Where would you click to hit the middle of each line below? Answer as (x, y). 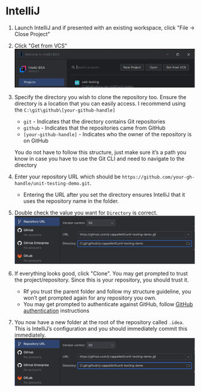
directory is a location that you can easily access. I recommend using (100, 103)
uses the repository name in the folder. (71, 201)
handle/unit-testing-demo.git (52, 183)
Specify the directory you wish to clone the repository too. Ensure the (100, 97)
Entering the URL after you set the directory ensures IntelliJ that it (104, 194)
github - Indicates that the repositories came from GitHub (94, 128)
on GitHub (36, 140)
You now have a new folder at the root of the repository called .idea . (99, 322)
